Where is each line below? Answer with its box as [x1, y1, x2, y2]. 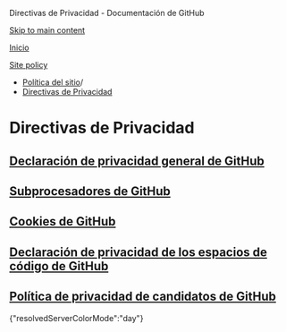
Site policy [9, 60, 48, 70]
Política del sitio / [21, 77, 83, 88]
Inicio [9, 42, 29, 53]
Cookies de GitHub [9, 214, 116, 229]
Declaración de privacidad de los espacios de [9, 244, 268, 260]
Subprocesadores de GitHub [9, 183, 172, 199]
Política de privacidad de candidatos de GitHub [9, 289, 277, 304]
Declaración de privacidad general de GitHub [9, 153, 265, 168]
